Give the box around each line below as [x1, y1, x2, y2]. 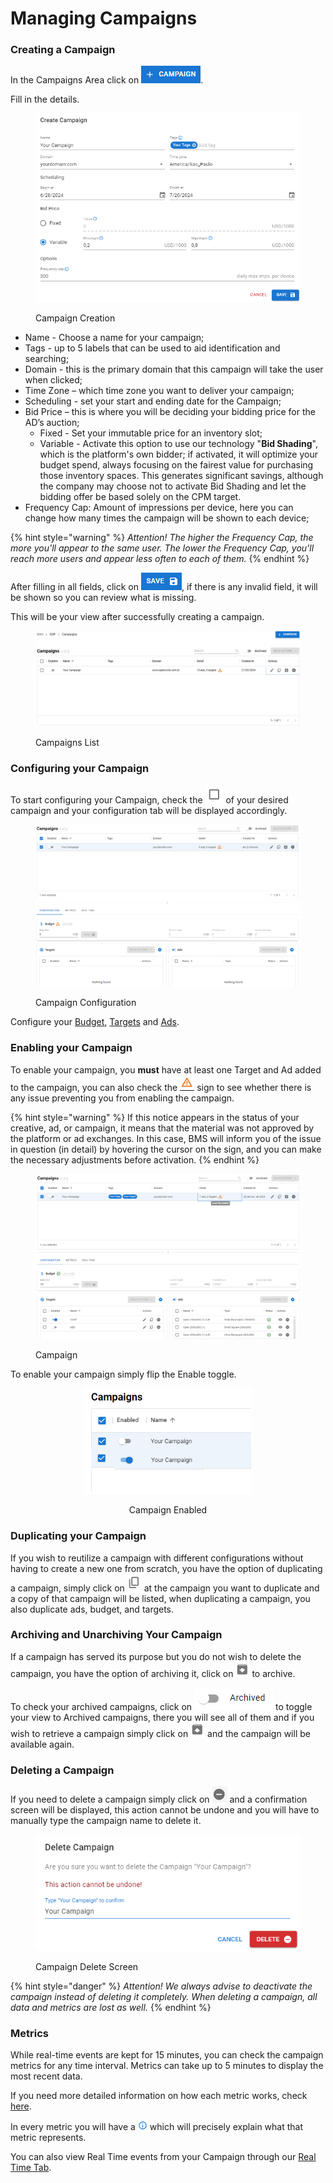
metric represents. [10, 2132, 87, 2143]
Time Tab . [10, 2162, 52, 2173]
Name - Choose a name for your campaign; [24, 332, 205, 344]
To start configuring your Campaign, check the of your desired [10, 793, 289, 806]
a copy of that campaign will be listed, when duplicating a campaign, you [10, 1592, 311, 1604]
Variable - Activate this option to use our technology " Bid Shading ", [39, 438, 318, 450]
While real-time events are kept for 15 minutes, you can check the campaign [10, 2049, 324, 2061]
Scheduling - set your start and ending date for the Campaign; [24, 395, 282, 407]
